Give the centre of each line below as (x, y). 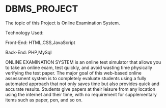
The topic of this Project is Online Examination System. (63, 23)
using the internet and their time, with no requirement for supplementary (81, 94)
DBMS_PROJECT (42, 9)
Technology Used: (24, 32)
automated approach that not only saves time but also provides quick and (82, 84)
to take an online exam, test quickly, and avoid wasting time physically (79, 67)
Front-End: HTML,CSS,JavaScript (40, 42)
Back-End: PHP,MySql (29, 52)
